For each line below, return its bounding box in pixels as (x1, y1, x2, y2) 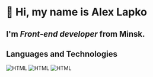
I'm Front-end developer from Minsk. (6, 29, 145, 39)
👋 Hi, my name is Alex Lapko (6, 5, 147, 19)
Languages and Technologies (6, 49, 117, 59)
